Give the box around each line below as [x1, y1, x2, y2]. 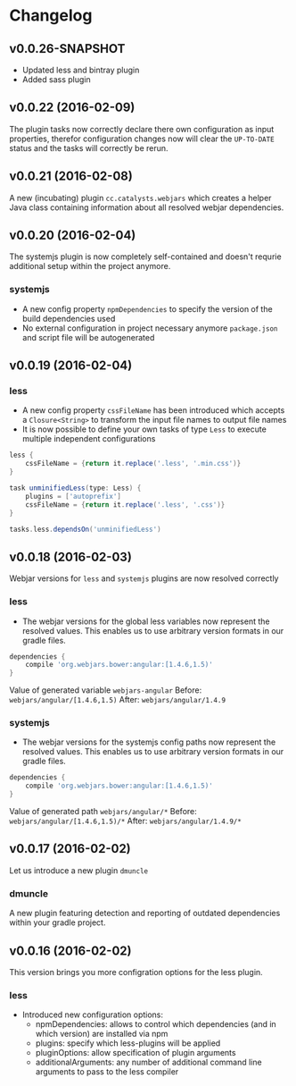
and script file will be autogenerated [21, 332, 155, 342]
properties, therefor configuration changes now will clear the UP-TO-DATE [9, 133, 275, 144]
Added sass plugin [21, 74, 91, 85]
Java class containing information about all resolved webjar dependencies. [9, 202, 284, 213]
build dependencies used [21, 313, 116, 324]
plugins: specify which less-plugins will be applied [35, 1038, 221, 1048]
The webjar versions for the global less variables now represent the [21, 616, 270, 627]
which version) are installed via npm [35, 1029, 169, 1040]
